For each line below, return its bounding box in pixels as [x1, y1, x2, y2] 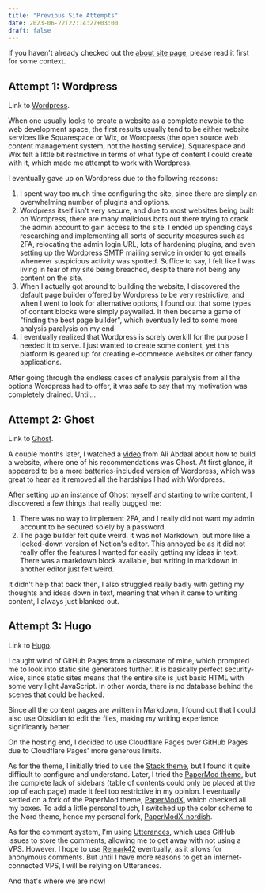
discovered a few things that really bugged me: [8, 498, 162, 508]
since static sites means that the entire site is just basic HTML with [27, 672, 244, 682]
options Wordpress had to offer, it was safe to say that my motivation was [8, 382, 248, 391]
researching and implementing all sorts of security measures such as [19, 231, 245, 240]
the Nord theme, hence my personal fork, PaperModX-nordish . [8, 811, 213, 821]
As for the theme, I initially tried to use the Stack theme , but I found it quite [8, 761, 251, 771]
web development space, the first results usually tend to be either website [8, 125, 250, 134]
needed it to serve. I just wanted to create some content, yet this [19, 340, 230, 350]
